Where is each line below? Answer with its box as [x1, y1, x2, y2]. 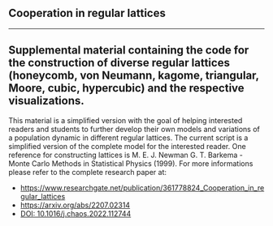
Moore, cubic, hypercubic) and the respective [8, 81, 245, 96]
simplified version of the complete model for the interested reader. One [8, 141, 246, 151]
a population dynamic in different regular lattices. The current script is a [8, 133, 249, 143]
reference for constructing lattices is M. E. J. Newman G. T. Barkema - [8, 150, 244, 160]
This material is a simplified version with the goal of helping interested [8, 115, 243, 125]
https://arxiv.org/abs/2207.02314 [19, 200, 131, 210]
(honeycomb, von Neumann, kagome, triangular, [8, 69, 259, 83]
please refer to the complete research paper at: [8, 167, 167, 177]
